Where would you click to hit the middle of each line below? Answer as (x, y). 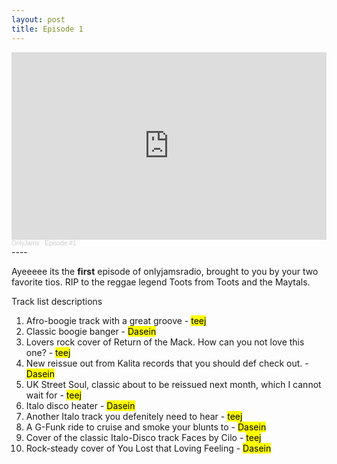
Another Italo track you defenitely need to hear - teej (134, 416)
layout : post (38, 19)
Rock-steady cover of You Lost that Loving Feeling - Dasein (148, 448)
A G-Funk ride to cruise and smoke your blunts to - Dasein (146, 427)
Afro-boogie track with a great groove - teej (116, 320)
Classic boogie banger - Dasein (91, 331)
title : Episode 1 (47, 29)
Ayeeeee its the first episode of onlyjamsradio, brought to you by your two (165, 271)
